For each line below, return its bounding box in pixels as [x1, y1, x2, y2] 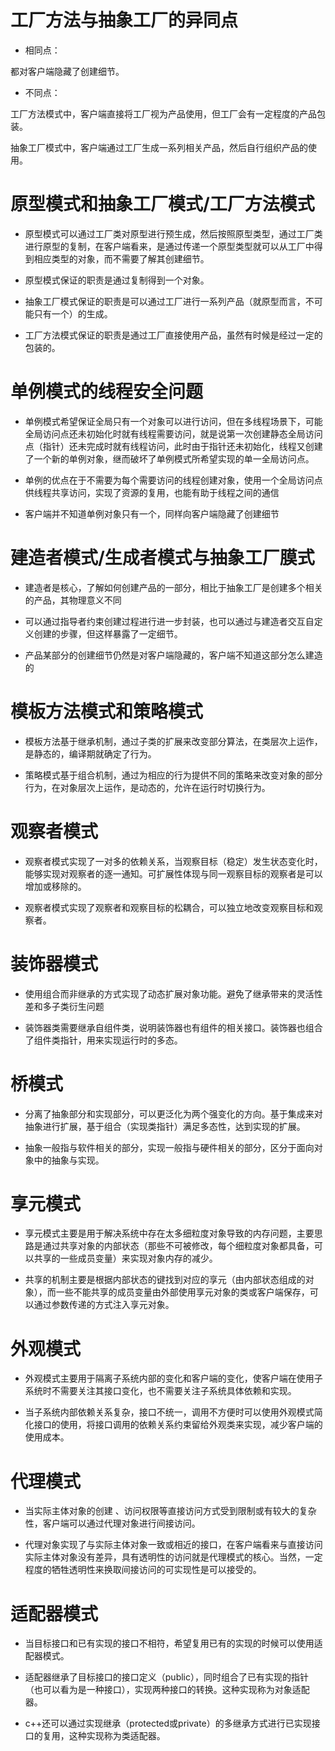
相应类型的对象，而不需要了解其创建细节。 [33, 252, 210, 265]
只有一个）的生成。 [33, 307, 113, 320]
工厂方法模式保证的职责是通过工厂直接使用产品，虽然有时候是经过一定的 [24, 329, 323, 341]
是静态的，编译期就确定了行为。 [24, 747, 157, 760]
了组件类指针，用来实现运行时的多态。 [24, 1034, 183, 1046]
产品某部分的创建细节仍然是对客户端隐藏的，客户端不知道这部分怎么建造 [24, 649, 323, 661]
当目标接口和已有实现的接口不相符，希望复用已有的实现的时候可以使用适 [24, 1637, 323, 1650]
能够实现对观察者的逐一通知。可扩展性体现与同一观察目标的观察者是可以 [24, 867, 323, 880]
